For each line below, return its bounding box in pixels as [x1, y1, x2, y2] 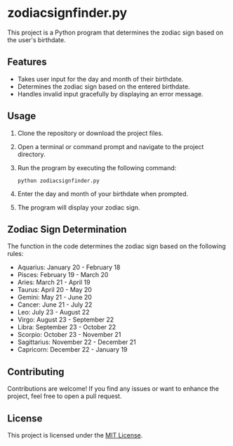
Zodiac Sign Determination [7, 223, 127, 235]
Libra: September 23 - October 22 [17, 323, 116, 331]
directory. [17, 150, 46, 158]
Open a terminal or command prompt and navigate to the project [17, 142, 204, 151]
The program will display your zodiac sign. [17, 203, 140, 212]
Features [7, 56, 47, 68]
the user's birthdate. [7, 35, 66, 44]
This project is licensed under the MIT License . [7, 431, 143, 439]
